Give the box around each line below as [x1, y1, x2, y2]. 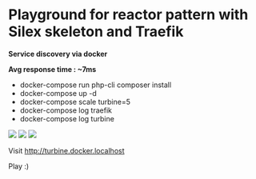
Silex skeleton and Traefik [8, 22, 184, 41]
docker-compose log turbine [19, 113, 114, 123]
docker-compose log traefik [19, 105, 112, 115]
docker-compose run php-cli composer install [19, 80, 172, 89]
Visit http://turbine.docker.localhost [8, 145, 126, 155]
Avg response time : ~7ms [8, 64, 97, 74]
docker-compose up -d [19, 88, 98, 97]
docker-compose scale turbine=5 [19, 97, 130, 106]
